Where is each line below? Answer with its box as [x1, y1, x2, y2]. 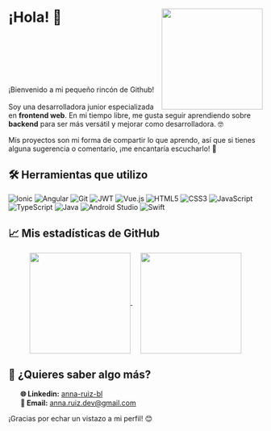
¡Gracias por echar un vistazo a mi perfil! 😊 [8, 414, 153, 424]
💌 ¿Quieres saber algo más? [8, 367, 152, 381]
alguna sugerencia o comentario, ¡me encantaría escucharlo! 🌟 [8, 144, 217, 153]
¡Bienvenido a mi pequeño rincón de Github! [8, 85, 155, 94]
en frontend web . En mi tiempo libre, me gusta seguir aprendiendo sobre [8, 110, 252, 120]
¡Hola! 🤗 [8, 8, 62, 27]
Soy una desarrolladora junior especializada [8, 102, 155, 111]
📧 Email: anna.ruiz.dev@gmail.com [19, 398, 136, 408]
